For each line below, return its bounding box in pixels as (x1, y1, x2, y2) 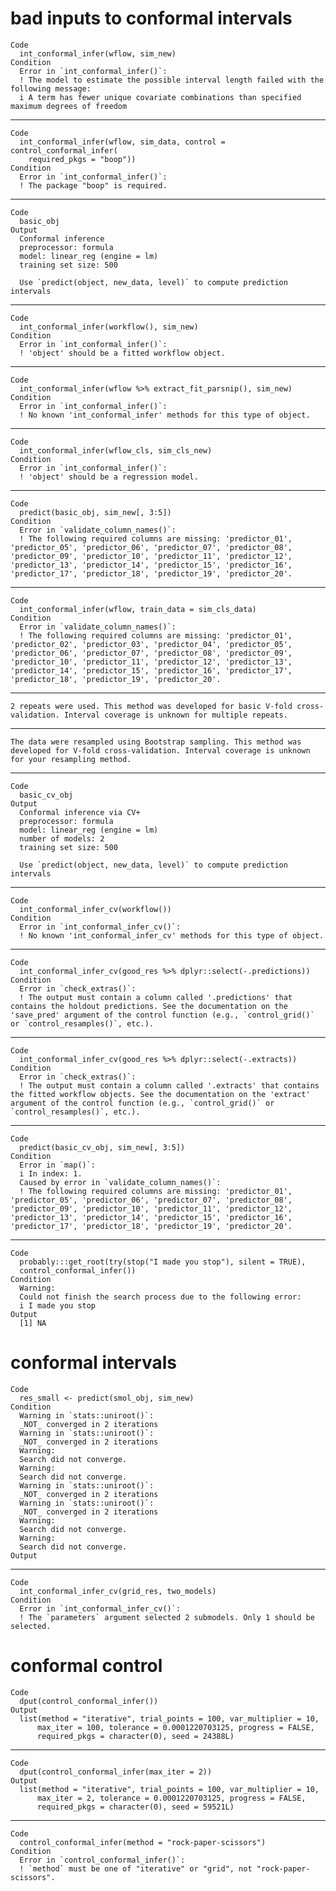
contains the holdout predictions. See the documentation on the (10, 1001, 288, 1011)
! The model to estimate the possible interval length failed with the (19, 75, 325, 85)
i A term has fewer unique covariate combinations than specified (19, 92, 302, 102)
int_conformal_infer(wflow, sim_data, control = (19, 137, 226, 147)
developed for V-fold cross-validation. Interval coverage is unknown (10, 745, 311, 756)
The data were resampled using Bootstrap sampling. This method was (10, 737, 302, 747)
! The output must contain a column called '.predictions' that (19, 992, 293, 1002)
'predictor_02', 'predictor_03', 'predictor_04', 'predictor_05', (10, 639, 293, 649)
